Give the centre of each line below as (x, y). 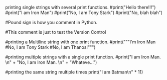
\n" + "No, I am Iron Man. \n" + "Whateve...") (51, 62)
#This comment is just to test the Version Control (56, 32)
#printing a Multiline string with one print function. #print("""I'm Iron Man (80, 42)
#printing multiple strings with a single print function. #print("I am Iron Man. (83, 57)
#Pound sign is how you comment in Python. (51, 22)
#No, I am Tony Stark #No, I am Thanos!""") (50, 47)
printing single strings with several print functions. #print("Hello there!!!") (80, 7)
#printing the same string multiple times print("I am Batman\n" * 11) (74, 72)
